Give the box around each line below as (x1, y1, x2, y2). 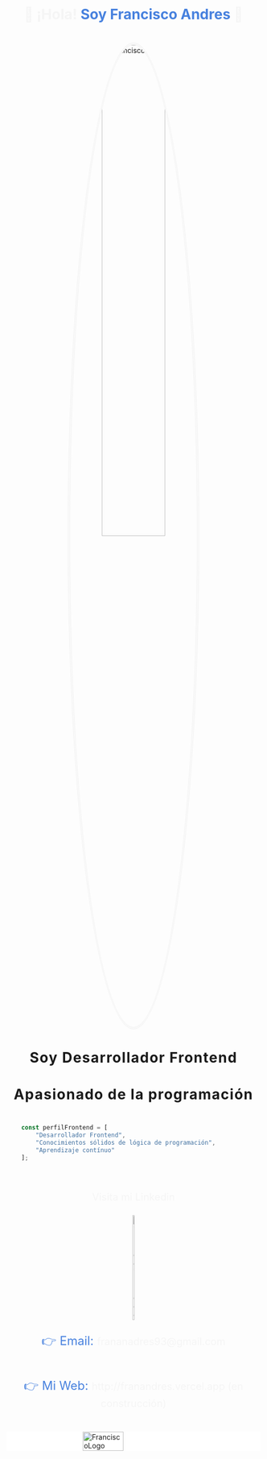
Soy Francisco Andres (80, 6, 231, 23)
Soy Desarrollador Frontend (29, 1049, 238, 1067)
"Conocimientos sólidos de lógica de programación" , (35, 1139, 216, 1147)
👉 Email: (41, 1333, 94, 1349)
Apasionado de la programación (13, 1085, 254, 1104)
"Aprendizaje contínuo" (35, 1146, 115, 1154)
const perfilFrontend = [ (21, 1124, 109, 1132)
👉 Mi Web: (23, 1378, 89, 1393)
